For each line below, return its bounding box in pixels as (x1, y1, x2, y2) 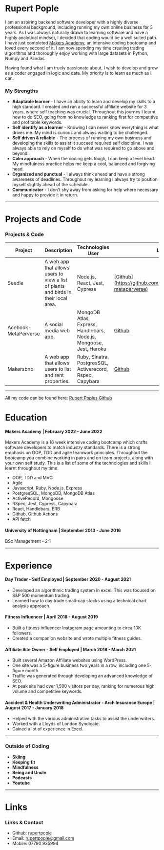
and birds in (44, 289, 72, 296)
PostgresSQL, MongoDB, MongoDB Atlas (12, 490, 95, 496)
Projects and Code (5, 213, 82, 225)
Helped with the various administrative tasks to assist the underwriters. (12, 716, 155, 722)
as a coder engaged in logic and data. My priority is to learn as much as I (5, 70, 152, 76)
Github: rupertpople (12, 830, 52, 836)
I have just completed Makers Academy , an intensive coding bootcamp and (5, 40, 156, 45)
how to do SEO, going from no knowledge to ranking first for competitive (12, 114, 158, 120)
